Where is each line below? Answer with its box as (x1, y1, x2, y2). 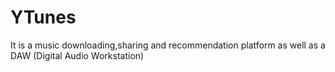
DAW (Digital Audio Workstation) (10, 49, 145, 61)
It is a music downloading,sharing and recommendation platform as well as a (10, 39, 326, 51)
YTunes (10, 6, 77, 29)
